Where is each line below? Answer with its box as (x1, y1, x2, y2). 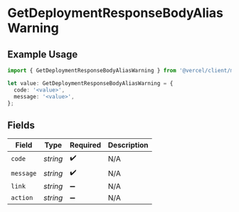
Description (107, 140, 149, 150)
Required (70, 140, 102, 150)
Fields (7, 119, 36, 131)
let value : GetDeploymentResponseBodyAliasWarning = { (7, 79, 174, 87)
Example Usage (7, 48, 78, 60)
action (11, 194, 33, 202)
